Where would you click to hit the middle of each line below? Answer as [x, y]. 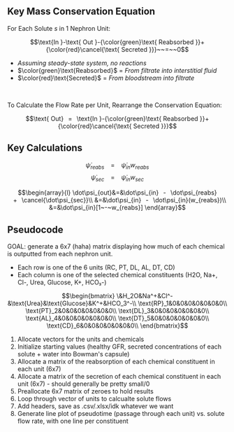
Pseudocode [36, 229]
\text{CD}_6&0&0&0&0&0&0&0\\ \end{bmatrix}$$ [117, 326]
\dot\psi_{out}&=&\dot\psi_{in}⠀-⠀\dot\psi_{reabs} [145, 193]
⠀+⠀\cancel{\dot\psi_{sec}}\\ [50, 200]
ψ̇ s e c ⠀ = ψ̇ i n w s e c [117, 178]
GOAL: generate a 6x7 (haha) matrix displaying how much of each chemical [116, 246]
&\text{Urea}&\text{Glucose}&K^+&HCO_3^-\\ [72, 303]
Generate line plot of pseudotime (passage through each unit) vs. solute [121, 414]
